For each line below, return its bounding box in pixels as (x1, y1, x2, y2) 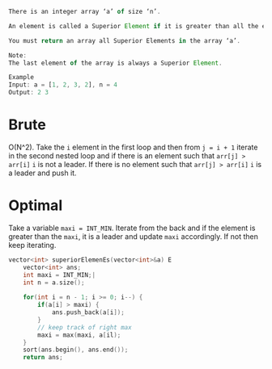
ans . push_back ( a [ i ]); (51, 308, 125, 317)
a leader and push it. (8, 168, 77, 178)
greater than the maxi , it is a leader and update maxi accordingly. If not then (8, 231, 259, 241)
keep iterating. (8, 240, 57, 249)
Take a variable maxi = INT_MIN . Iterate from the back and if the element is (8, 223, 256, 233)
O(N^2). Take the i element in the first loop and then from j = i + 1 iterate (8, 142, 258, 152)
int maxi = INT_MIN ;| (23, 270, 96, 279)
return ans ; (23, 354, 63, 362)
